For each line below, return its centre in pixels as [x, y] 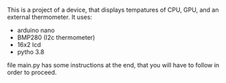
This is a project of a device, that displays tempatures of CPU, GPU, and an [113, 10]
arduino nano [36, 30]
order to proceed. [32, 72]
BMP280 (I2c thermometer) [56, 37]
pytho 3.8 [31, 52]
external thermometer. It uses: [50, 17]
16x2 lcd [29, 45]
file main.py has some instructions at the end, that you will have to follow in [113, 65]
